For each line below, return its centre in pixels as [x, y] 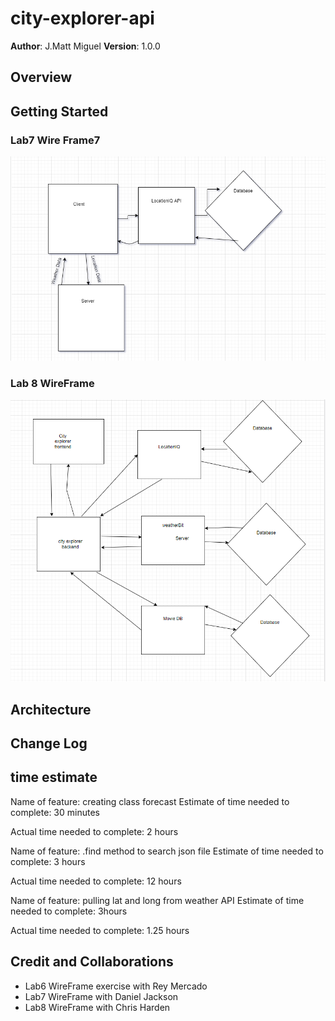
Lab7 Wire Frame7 [55, 140]
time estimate [54, 777]
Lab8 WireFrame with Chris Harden [97, 1007]
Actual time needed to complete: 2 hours [94, 831]
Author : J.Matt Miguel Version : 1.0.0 [85, 46]
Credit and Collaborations [92, 962]
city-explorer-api [82, 18]
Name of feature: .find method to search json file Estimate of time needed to [167, 851]
